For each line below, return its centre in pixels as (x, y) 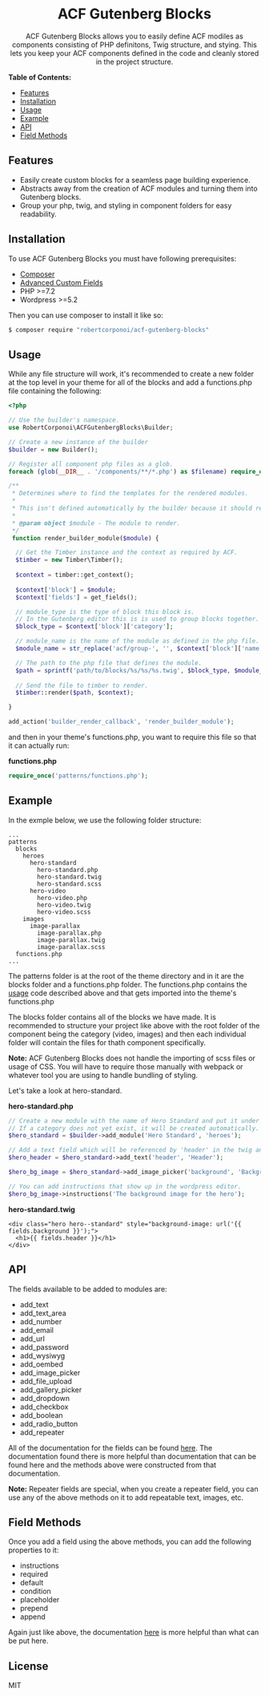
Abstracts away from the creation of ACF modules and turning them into (139, 188)
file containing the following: (55, 391)
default (32, 1583)
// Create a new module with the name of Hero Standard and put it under (134, 1121)
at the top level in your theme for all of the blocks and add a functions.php (130, 382)
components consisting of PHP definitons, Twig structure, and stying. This (134, 44)
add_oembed (42, 1364)
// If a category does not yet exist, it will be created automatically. (134, 1128)
